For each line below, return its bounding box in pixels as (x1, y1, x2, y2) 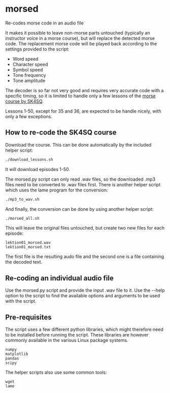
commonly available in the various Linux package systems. (5, 337, 128, 343)
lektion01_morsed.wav (5, 240, 51, 245)
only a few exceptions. (5, 113, 52, 120)
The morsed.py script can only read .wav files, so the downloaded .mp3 (5, 176, 156, 182)
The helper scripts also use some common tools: (5, 370, 108, 375)
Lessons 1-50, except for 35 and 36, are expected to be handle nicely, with (5, 108, 161, 114)
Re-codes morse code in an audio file (5, 20, 84, 26)
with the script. (5, 298, 37, 304)
